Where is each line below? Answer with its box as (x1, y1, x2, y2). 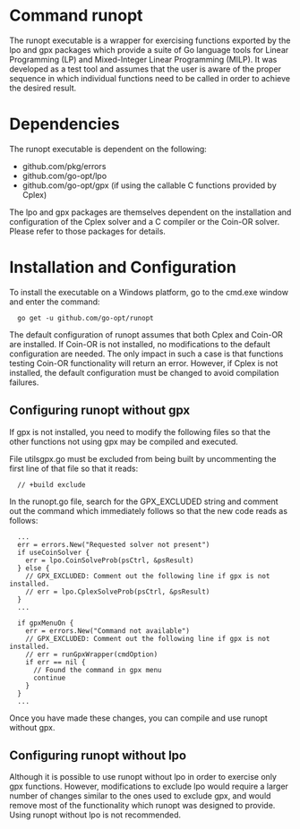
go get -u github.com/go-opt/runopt (17, 313, 154, 322)
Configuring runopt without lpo (9, 748, 186, 764)
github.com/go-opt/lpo (21, 170, 107, 181)
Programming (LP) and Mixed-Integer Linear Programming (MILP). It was (9, 54, 278, 64)
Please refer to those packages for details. (9, 226, 166, 236)
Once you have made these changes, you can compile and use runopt (9, 713, 269, 723)
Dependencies (9, 114, 120, 134)
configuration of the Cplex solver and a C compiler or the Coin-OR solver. (9, 216, 280, 226)
